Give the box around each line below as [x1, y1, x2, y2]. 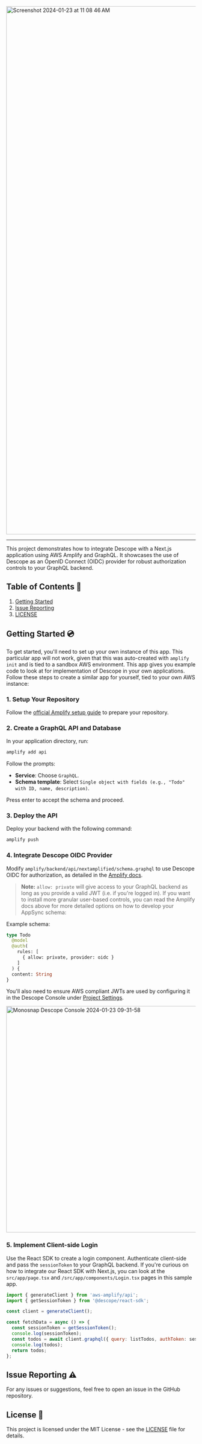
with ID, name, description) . [14, 785, 90, 792]
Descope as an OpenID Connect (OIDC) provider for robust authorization [6, 558, 186, 565]
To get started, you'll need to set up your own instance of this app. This [6, 648, 183, 655]
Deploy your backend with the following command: [6, 825, 132, 832]
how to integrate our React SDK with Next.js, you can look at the [6, 1267, 165, 1274]
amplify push [6, 837, 39, 843]
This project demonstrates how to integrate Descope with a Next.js [6, 545, 172, 552]
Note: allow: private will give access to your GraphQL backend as [20, 883, 188, 890]
